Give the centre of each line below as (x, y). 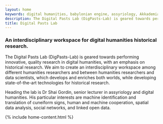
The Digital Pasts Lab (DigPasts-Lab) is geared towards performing (72, 57)
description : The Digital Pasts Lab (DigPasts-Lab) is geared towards (78, 18)
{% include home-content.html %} (39, 117)
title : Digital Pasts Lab (31, 23)
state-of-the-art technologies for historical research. (57, 83)
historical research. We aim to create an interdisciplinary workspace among (81, 67)
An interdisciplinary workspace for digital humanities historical (81, 40)
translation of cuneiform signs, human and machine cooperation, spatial (77, 102)
